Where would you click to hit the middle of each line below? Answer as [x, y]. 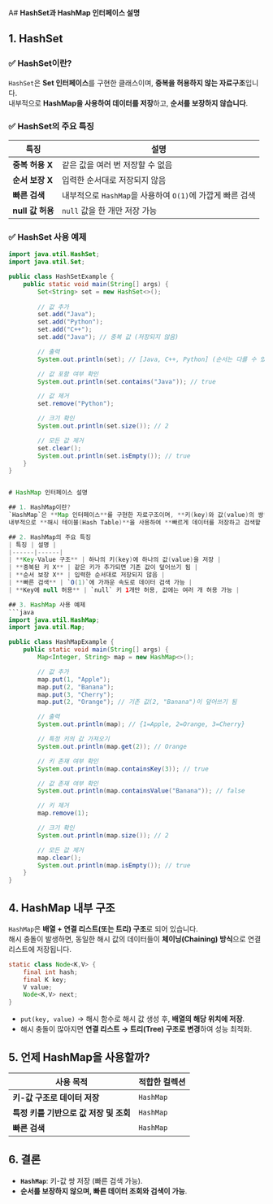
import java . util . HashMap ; [54, 620]
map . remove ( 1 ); [63, 813]
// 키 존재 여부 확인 [68, 761]
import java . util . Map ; [47, 628]
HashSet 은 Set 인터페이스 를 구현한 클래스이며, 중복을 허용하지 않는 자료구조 [127, 83]
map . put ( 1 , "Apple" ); [74, 679]
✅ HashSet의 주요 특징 [52, 126]
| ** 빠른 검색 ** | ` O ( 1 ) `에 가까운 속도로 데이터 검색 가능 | [100, 583]
